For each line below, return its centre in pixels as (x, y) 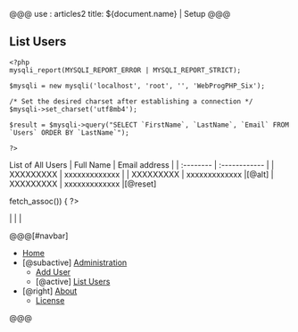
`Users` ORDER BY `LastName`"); (69, 133)
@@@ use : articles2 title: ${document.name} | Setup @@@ (120, 14)
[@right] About (50, 291)
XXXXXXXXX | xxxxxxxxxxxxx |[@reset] (83, 184)
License (50, 300)
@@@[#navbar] (39, 236)
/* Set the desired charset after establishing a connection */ (131, 101)
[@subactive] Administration (74, 262)
